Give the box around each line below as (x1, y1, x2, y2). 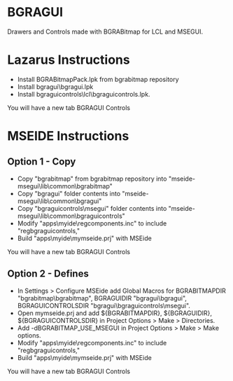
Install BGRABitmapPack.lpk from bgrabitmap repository (17, 75, 180, 83)
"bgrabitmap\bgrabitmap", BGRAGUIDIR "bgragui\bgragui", (17, 293, 188, 302)
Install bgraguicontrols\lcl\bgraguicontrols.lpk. (17, 90, 150, 98)
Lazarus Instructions (7, 52, 131, 68)
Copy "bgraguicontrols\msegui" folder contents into (17, 204, 167, 212)
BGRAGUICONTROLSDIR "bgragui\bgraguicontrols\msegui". (17, 301, 191, 310)
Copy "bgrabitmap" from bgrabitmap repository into (17, 174, 167, 183)
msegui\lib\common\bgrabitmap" (17, 181, 113, 190)
